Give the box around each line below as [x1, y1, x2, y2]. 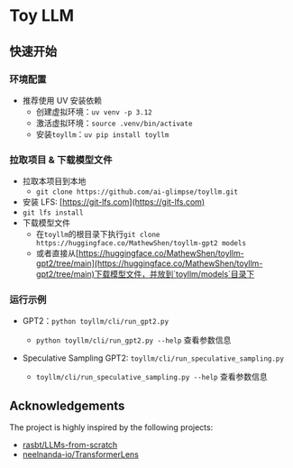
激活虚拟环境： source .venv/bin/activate [35, 117, 193, 128]
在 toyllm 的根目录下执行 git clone [35, 229, 160, 240]
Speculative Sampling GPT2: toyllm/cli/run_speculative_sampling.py [22, 353, 284, 363]
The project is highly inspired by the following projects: [9, 422, 214, 433]
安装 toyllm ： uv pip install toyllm [35, 128, 169, 140]
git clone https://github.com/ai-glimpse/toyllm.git [35, 188, 239, 197]
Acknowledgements [9, 398, 125, 413]
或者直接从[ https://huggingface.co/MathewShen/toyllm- [35, 248, 245, 259]
